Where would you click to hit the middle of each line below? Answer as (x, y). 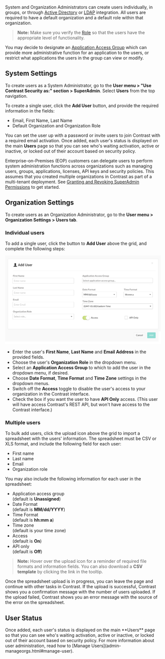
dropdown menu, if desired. (41, 373)
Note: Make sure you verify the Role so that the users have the (81, 32)
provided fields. (28, 357)
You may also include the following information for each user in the (73, 479)
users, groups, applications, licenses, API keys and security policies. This (80, 171)
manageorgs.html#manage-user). (40, 651)
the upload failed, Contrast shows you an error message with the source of (82, 597)
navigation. (17, 96)
